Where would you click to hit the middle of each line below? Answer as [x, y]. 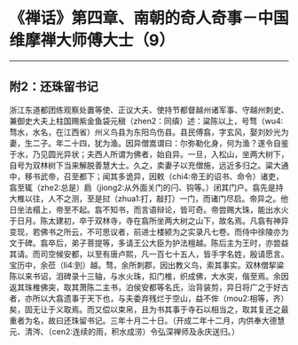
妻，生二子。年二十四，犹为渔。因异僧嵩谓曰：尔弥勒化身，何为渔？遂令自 [145, 143]
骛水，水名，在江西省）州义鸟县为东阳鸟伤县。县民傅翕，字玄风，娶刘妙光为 [149, 132]
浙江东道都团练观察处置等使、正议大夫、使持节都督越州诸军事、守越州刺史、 [149, 110]
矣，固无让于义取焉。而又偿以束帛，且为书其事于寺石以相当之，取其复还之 [145, 309]
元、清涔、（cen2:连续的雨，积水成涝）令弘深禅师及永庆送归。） [125, 331]
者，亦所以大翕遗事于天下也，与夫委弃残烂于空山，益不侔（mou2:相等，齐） [149, 298]
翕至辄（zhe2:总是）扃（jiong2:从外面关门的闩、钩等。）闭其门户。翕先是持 [146, 187]
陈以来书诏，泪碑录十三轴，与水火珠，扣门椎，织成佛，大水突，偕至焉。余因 [149, 276]
